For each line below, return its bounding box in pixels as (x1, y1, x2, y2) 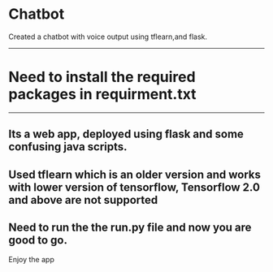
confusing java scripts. (8, 140, 128, 154)
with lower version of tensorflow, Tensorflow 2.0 (8, 180, 260, 194)
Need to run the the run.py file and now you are (8, 221, 252, 235)
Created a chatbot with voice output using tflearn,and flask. (8, 32, 208, 41)
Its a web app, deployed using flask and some (8, 127, 244, 141)
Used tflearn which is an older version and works (8, 167, 262, 181)
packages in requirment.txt (8, 85, 197, 104)
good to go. (8, 233, 67, 248)
